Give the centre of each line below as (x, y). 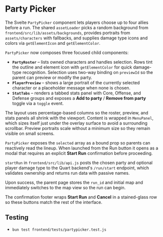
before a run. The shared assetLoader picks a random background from (77, 27)
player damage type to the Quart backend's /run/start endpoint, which (77, 168)
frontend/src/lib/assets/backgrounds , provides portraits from (68, 33)
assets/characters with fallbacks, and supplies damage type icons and (76, 38)
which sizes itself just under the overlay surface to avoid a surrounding (76, 123)
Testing (17, 218)
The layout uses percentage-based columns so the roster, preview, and (77, 112)
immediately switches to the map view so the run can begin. (65, 187)
